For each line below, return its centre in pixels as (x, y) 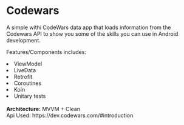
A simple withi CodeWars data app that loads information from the (89, 27)
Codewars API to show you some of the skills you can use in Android (92, 33)
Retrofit (23, 76)
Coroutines (28, 83)
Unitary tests (30, 96)
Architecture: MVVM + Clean (43, 109)
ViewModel (28, 64)
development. (23, 40)
